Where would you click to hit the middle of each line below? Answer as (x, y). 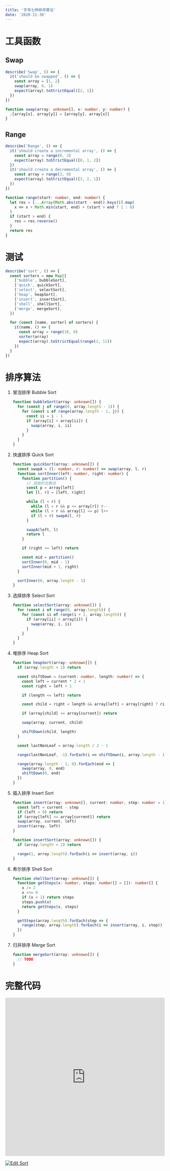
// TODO (26, 959)
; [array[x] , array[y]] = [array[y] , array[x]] (60, 114)
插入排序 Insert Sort (33, 793)
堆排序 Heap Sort (31, 653)
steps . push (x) (37, 902)
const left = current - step (48, 807)
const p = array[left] (50, 488)
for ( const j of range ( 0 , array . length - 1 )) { (69, 407)
